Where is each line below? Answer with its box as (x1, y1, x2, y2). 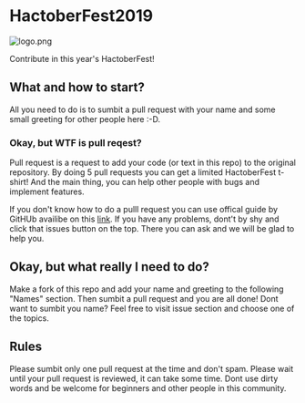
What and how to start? (9, 79, 146, 96)
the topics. (9, 312, 50, 324)
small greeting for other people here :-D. (9, 113, 161, 124)
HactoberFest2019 (9, 5, 153, 26)
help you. (9, 233, 45, 244)
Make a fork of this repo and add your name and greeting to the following (9, 284, 284, 294)
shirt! (9, 177, 29, 188)
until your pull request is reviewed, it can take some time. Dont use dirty (9, 373, 279, 384)
